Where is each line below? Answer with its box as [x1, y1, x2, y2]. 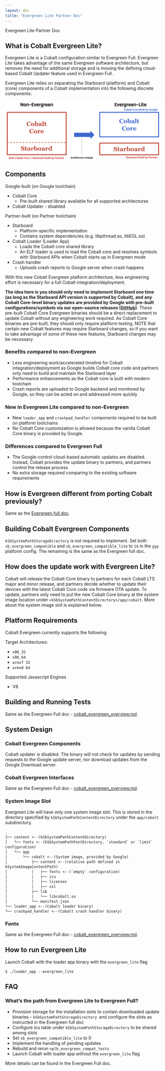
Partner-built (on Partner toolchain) [5, 213, 76, 219]
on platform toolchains [12, 420, 58, 426]
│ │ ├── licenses [5, 879, 67, 884]
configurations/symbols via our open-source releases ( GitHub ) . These [5, 305, 152, 311]
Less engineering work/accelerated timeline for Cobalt [12, 359, 123, 365]
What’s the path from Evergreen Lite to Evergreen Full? [5, 997, 139, 1004]
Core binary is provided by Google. [12, 431, 84, 437]
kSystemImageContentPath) [5, 864, 58, 869]
